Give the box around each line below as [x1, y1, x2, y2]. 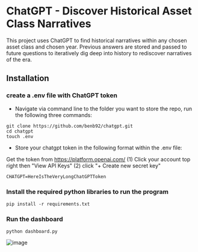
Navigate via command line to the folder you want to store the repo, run [14, 105, 193, 112]
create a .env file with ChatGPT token [6, 91, 117, 100]
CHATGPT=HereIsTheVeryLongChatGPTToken [6, 173, 107, 179]
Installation [6, 73, 49, 83]
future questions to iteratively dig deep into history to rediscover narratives [6, 49, 192, 56]
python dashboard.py [6, 229, 58, 235]
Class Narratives [6, 17, 91, 31]
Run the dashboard [6, 215, 63, 223]
